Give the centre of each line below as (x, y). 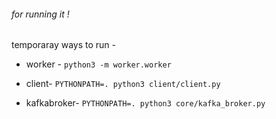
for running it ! (40, 14)
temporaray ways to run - (63, 45)
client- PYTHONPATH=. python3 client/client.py (123, 84)
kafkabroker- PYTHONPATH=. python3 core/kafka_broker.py (145, 103)
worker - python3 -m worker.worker (98, 64)
